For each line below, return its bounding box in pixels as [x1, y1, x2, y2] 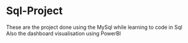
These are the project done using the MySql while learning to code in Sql [6, 24, 183, 31]
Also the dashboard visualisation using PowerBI [6, 29, 122, 37]
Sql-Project [6, 4, 63, 18]
